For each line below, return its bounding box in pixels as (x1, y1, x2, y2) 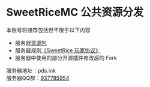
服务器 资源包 (14, 39, 47, 46)
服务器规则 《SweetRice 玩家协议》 (14, 46, 101, 54)
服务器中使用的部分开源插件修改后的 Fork (14, 54, 118, 61)
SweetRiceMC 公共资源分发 (6, 5, 144, 19)
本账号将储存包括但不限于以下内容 (6, 26, 91, 34)
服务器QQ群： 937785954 (6, 74, 70, 82)
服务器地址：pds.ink (6, 67, 56, 74)
